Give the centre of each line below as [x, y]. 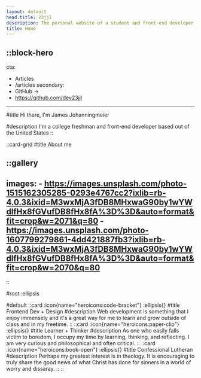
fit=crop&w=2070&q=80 [53, 268]
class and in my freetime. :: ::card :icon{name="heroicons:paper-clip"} [93, 324]
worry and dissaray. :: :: [35, 369]
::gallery [22, 163]
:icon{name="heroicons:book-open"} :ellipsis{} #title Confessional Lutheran [100, 350]
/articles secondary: [39, 85]
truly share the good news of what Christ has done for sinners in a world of [99, 362]
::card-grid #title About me [39, 145]
